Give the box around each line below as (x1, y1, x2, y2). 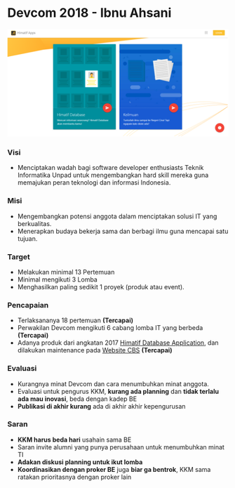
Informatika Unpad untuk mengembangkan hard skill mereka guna (17, 171, 209, 180)
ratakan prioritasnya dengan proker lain (17, 473, 132, 481)
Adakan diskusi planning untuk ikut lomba (17, 458, 143, 466)
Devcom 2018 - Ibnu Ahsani (7, 5, 172, 21)
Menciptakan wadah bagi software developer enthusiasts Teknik (17, 164, 204, 172)
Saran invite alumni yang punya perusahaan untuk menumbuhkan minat (17, 442, 224, 451)
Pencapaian (7, 300, 49, 310)
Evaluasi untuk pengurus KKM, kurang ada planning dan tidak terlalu (17, 387, 220, 395)
